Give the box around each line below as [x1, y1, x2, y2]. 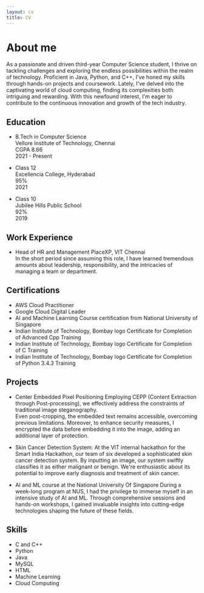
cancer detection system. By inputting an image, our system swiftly [15, 456, 184, 464]
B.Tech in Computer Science [15, 133, 87, 140]
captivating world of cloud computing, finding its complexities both [6, 86, 174, 94]
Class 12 [15, 164, 36, 172]
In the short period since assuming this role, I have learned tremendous [15, 255, 194, 262]
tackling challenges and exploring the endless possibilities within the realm [6, 67, 193, 75]
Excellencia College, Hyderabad [15, 171, 95, 178]
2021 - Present [15, 152, 53, 160]
